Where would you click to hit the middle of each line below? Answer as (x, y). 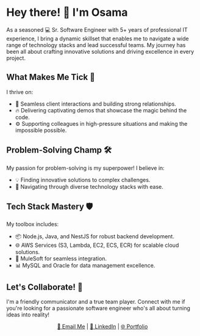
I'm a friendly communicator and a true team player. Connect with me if (96, 302)
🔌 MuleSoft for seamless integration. (61, 258)
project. (16, 58)
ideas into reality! (28, 315)
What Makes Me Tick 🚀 (51, 77)
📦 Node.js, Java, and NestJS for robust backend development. (95, 236)
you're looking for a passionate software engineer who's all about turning (98, 309)
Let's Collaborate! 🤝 (45, 287)
